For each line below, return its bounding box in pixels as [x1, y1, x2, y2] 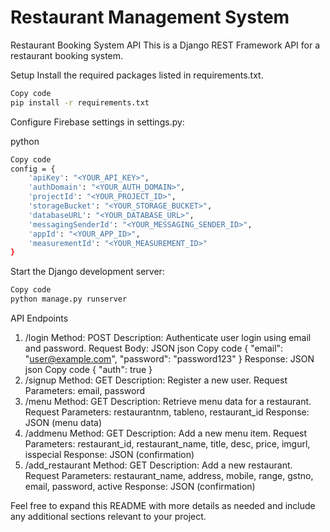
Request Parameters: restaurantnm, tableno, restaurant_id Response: [24, 406, 310, 418]
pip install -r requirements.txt [10, 97, 150, 108]
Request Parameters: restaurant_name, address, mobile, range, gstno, [24, 470, 314, 482]
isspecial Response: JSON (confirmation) [24, 449, 195, 461]
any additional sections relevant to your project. [10, 511, 207, 523]
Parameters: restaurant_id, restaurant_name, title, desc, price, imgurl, [24, 438, 311, 450]
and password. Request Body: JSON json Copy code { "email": [24, 342, 284, 355]
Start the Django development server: [10, 266, 165, 278]
